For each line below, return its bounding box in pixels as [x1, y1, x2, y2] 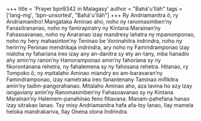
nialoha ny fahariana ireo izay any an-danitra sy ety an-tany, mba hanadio [6, 50, 190, 57]
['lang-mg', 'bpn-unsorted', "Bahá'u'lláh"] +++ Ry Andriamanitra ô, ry [6, 11, 179, 19]
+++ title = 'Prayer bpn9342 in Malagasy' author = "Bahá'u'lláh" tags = [6, 5, 183, 12]
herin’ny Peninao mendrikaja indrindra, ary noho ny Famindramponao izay [6, 44, 190, 51]
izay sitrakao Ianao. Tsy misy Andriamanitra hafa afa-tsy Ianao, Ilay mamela [6, 102, 194, 108]
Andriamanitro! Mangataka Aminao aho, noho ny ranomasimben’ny [6, 18, 172, 25]
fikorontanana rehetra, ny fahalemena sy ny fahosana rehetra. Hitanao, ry [6, 63, 189, 70]
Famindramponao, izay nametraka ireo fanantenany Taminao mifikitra [6, 76, 179, 83]
